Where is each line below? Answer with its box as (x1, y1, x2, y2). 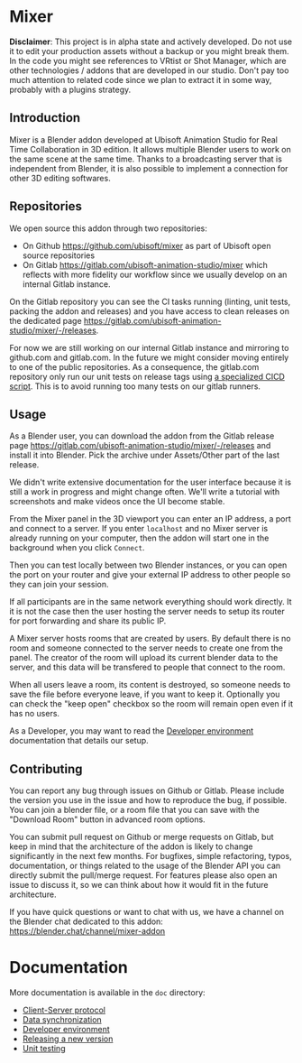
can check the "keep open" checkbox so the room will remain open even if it (9, 698, 294, 709)
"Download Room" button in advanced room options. (9, 814, 206, 825)
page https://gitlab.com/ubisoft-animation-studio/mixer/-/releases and (9, 440, 271, 451)
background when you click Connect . (9, 542, 145, 553)
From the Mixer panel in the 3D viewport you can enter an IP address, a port (9, 513, 291, 524)
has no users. (9, 708, 60, 719)
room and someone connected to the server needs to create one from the (9, 642, 284, 653)
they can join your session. (9, 579, 110, 590)
